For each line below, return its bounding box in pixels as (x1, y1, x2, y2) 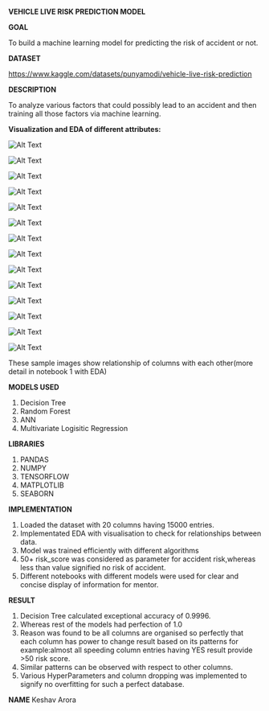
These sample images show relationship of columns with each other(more (8, 358, 254, 368)
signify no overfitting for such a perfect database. (19, 680, 185, 688)
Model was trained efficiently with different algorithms (19, 546, 199, 555)
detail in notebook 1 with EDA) (8, 367, 107, 376)
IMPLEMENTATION (8, 504, 72, 514)
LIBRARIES (8, 439, 45, 449)
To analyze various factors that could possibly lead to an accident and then (8, 101, 257, 109)
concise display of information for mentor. (19, 580, 159, 590)
